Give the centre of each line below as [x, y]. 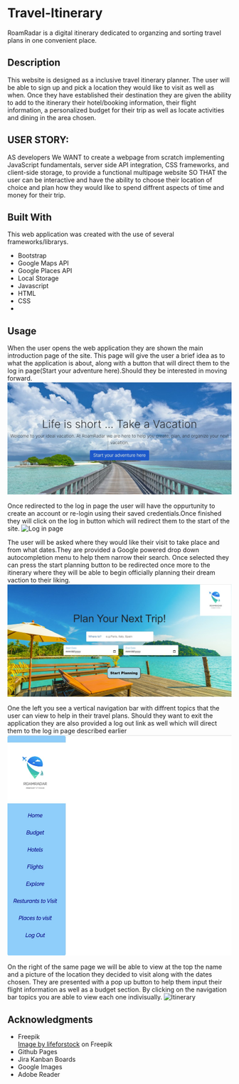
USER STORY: [38, 140]
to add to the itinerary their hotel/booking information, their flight [102, 102]
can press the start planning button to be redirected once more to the [109, 565]
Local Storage [38, 278]
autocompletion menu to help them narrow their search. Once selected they [118, 557]
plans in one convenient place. [52, 40]
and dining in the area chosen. [52, 117]
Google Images [40, 1067]
